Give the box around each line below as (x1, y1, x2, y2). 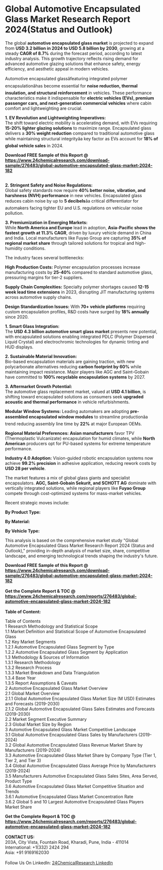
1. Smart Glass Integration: (5, 323, 60, 329)
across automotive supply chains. (5, 294, 72, 300)
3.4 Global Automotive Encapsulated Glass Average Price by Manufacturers (5, 763, 156, 768)
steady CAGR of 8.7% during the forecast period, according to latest (5, 50, 142, 56)
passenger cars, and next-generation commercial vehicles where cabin (5, 100, 152, 106)
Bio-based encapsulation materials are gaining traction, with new (5, 358, 135, 364)
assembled (5, 414, 28, 420)
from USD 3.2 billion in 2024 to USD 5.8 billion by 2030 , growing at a (5, 45, 145, 51)
